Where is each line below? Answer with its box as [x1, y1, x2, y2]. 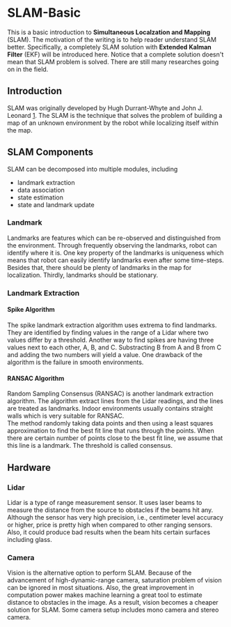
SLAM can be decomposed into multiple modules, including [7, 165, 178, 173]
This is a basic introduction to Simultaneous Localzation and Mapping [7, 28, 211, 36]
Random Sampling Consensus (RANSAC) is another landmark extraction [7, 389, 214, 398]
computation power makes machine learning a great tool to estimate [7, 591, 203, 599]
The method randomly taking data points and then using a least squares [7, 419, 214, 428]
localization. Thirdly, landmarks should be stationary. [7, 271, 159, 279]
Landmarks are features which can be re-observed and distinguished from [7, 234, 221, 242]
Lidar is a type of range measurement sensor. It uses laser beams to [7, 498, 202, 506]
